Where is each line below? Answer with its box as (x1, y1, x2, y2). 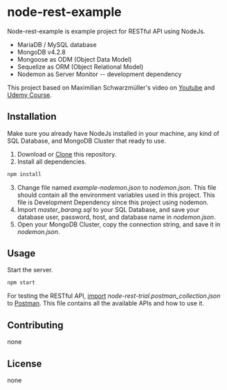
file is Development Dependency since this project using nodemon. (17, 198, 209, 206)
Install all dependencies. (17, 157, 87, 166)
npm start (7, 279, 36, 286)
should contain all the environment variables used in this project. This (17, 190, 216, 199)
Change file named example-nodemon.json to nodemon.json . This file (17, 183, 217, 191)
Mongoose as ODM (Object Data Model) (17, 55, 132, 63)
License (7, 357, 42, 369)
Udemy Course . (7, 91, 52, 99)
